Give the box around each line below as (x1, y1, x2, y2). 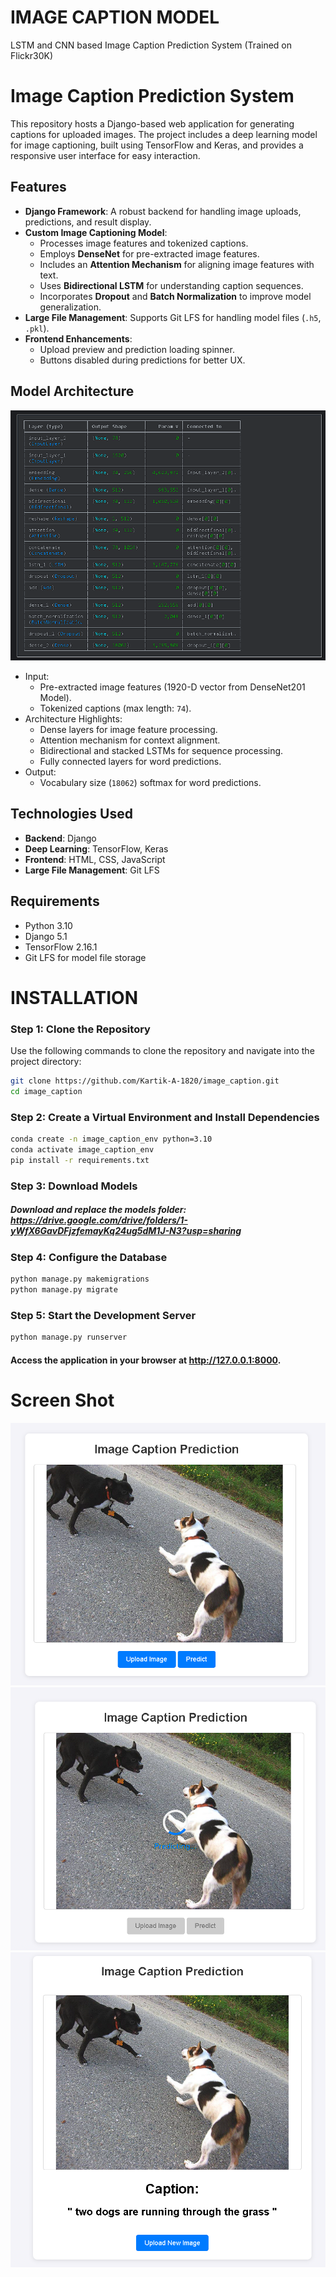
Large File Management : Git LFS (24, 864, 160, 876)
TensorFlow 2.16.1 (24, 941, 98, 953)
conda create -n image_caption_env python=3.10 (10, 1134, 213, 1145)
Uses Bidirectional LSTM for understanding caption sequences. (39, 279, 304, 291)
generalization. (39, 301, 102, 313)
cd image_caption (10, 1087, 83, 1097)
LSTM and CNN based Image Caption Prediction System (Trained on (10, 39, 292, 51)
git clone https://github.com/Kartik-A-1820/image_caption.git (10, 1076, 280, 1086)
